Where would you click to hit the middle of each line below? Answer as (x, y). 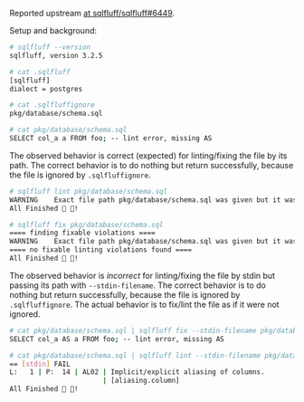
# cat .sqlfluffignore (52, 105)
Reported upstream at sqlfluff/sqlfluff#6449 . (92, 13)
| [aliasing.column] (141, 381)
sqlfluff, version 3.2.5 (56, 55)
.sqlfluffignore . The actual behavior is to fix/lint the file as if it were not (144, 304)
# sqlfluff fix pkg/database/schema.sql (87, 225)
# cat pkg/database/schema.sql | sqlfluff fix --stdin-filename (133, 330)
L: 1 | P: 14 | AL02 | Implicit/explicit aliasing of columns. (137, 372)
